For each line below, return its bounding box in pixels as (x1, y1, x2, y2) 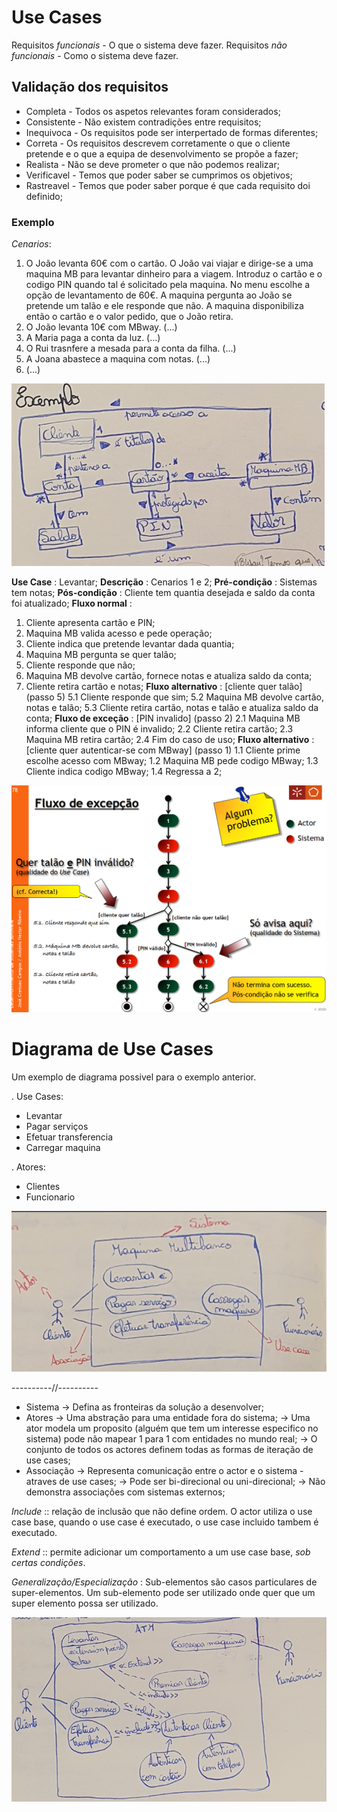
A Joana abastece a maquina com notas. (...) (25, 353, 211, 365)
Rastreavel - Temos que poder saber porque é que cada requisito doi (25, 179, 311, 191)
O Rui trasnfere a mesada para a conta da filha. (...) (25, 342, 237, 355)
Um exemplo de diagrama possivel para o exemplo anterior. (11, 1071, 257, 1083)
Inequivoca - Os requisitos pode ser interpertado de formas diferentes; (25, 126, 319, 138)
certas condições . (11, 1557, 86, 1569)
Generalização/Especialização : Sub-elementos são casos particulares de (11, 1576, 318, 1588)
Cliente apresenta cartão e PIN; (25, 617, 156, 629)
